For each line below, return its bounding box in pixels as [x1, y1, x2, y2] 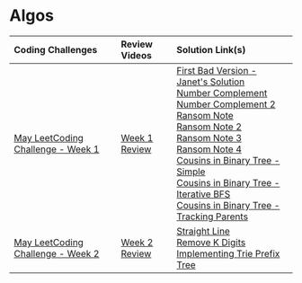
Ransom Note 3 [176, 131, 243, 144]
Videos [120, 49, 153, 61]
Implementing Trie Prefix [176, 247, 280, 260]
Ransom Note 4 [176, 143, 243, 155]
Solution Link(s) [176, 43, 246, 56]
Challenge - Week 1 [13, 143, 100, 155]
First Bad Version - [176, 64, 258, 76]
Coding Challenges [13, 43, 98, 56]
